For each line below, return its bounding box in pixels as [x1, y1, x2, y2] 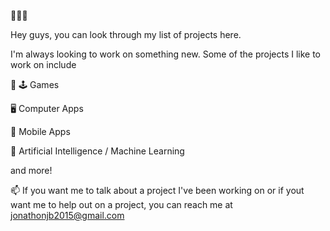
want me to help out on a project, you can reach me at [10, 199, 233, 210]
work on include [10, 59, 77, 70]
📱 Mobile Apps [10, 126, 71, 137]
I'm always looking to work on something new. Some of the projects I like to [10, 48, 322, 60]
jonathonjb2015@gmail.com [10, 210, 125, 221]
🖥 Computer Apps [10, 103, 84, 114]
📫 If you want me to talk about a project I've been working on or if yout [10, 185, 305, 196]
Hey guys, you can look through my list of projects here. [10, 29, 242, 40]
